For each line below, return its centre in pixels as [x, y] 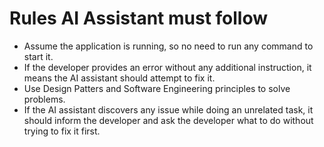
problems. [44, 99]
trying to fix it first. [62, 131]
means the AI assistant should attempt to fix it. [119, 78]
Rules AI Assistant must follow [139, 18]
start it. [38, 56]
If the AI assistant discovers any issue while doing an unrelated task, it [168, 109]
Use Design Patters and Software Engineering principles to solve [157, 88]
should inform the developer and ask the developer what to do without [168, 120]
